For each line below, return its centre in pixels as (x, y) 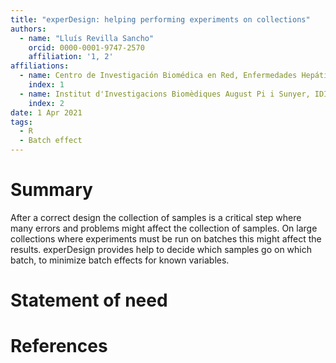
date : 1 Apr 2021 (46, 112)
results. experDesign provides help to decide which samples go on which (161, 249)
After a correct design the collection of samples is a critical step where (156, 217)
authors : (28, 29)
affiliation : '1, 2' (71, 57)
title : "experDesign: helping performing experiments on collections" (160, 19)
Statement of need (89, 300)
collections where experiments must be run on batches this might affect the (166, 238)
